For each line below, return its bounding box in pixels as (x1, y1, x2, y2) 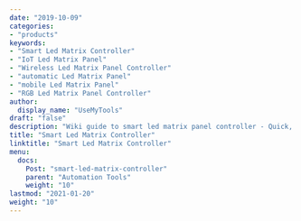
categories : (9, 22, 54, 31)
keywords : (9, 38, 47, 48)
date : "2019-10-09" (9, 13, 83, 23)
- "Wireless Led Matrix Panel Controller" (9, 64, 172, 73)
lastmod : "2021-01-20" (9, 189, 95, 198)
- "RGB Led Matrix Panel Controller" (9, 88, 152, 97)
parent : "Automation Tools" (25, 172, 131, 181)
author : (9, 97, 39, 106)
